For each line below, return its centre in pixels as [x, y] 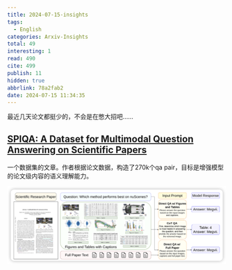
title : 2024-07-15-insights [48, 15]
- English [27, 29]
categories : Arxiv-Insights [48, 37]
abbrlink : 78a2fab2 [35, 88]
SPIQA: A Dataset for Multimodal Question [100, 139]
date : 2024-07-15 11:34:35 [46, 95]
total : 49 [22, 44]
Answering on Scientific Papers [77, 150]
